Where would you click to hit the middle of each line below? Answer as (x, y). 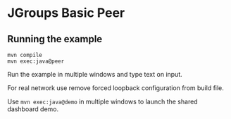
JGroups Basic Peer (66, 13)
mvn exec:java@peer (36, 61)
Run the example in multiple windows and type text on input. (95, 74)
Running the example (55, 39)
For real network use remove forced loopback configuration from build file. (115, 88)
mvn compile (25, 55)
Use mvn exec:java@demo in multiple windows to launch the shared (103, 101)
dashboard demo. (33, 109)
